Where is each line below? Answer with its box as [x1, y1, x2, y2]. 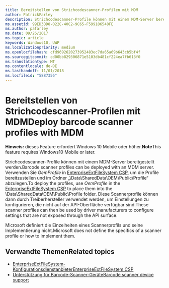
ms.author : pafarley [5, 26, 49, 31]
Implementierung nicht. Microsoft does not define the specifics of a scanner [5, 227, 162, 234]
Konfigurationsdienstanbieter [12, 266, 73, 272]
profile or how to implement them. [5, 233, 75, 239]
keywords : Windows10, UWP [5, 40, 59, 45]
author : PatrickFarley [5, 12, 53, 17]
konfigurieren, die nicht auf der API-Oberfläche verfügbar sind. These [5, 201, 149, 207]
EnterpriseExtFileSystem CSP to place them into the [5, 185, 113, 192]
